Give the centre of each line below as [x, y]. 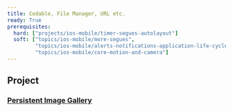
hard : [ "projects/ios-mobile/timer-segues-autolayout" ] [96, 33]
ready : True [24, 20]
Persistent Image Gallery [50, 100]
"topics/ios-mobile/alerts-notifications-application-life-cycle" [133, 46]
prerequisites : [29, 26]
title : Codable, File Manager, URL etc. [67, 14]
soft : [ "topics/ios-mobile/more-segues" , [74, 40]
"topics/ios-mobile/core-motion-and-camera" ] [102, 53]
